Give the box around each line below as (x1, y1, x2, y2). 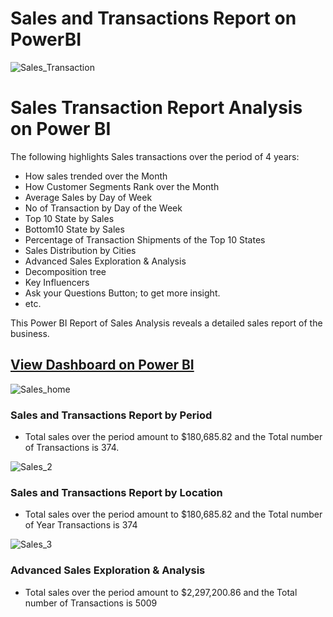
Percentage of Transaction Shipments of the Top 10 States (24, 233, 266, 246)
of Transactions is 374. (24, 441, 120, 453)
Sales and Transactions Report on (10, 7, 297, 30)
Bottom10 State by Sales (24, 223, 125, 235)
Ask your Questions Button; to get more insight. (24, 287, 221, 299)
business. (10, 327, 50, 339)
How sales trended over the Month (24, 170, 168, 182)
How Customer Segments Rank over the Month (24, 180, 220, 192)
